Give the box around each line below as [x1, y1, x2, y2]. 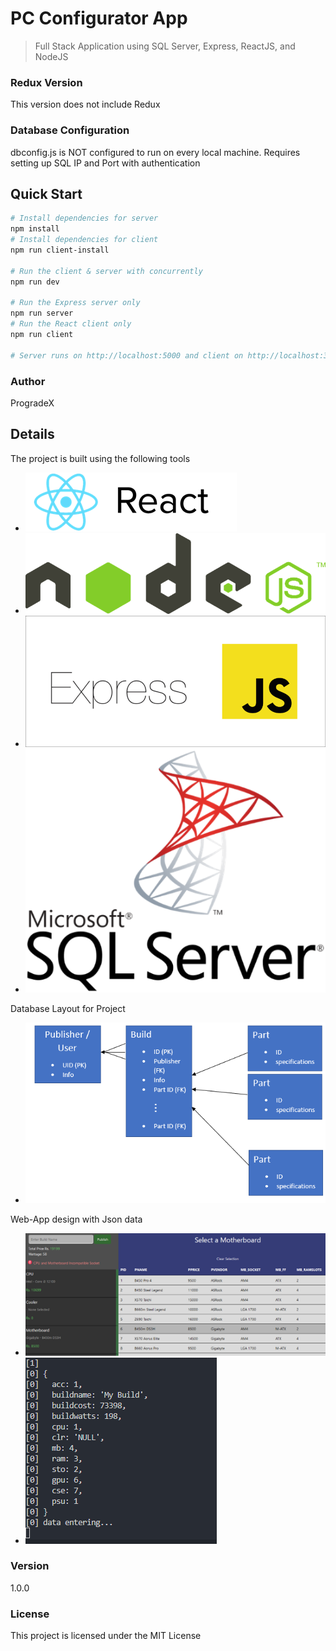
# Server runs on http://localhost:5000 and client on [10, 350, 244, 361]
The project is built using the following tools [10, 452, 191, 464]
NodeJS [34, 50, 69, 62]
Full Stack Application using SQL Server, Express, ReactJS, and [34, 40, 296, 52]
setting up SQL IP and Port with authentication [10, 157, 201, 169]
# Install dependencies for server [10, 213, 159, 224]
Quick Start [10, 185, 83, 202]
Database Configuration [10, 123, 130, 137]
